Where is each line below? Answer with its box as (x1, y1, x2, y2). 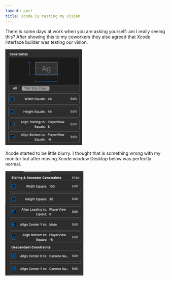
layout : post (5, 8, 33, 13)
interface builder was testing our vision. (5, 39, 88, 45)
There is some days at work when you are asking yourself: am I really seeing (5, 28, 165, 34)
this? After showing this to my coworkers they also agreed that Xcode (5, 34, 151, 40)
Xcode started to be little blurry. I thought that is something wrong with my (5, 150, 161, 156)
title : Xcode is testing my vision (5, 13, 81, 19)
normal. (5, 161, 21, 167)
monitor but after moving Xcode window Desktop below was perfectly (5, 155, 152, 161)
